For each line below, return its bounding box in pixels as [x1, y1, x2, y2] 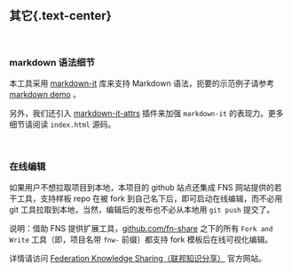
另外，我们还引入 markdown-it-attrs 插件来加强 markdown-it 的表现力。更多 [9, 108, 284, 119]
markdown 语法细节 [9, 56, 95, 68]
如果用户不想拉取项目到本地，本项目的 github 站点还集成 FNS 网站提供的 [9, 183, 275, 193]
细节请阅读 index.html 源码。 [9, 119, 116, 130]
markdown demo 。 [9, 89, 82, 100]
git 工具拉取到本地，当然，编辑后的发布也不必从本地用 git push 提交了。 [9, 205, 275, 215]
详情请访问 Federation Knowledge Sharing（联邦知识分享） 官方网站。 [9, 253, 267, 264]
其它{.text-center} [9, 8, 113, 24]
